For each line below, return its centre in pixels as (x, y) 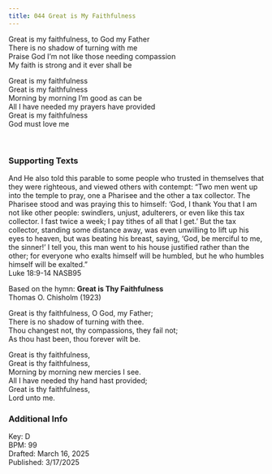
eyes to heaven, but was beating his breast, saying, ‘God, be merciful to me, (135, 238)
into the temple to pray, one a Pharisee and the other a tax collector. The (130, 195)
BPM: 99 (23, 445)
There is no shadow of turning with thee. (76, 321)
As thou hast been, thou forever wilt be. (74, 338)
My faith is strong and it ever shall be (70, 65)
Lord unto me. (32, 398)
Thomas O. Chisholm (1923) (55, 297)
